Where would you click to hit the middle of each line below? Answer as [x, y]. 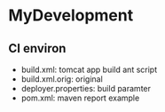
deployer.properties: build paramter [86, 88]
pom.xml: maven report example [80, 98]
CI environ [37, 48]
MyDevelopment [71, 16]
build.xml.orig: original [62, 79]
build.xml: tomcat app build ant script [89, 69]
